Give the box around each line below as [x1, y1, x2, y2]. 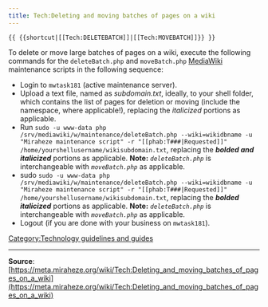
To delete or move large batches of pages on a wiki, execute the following [8, 47, 251, 57]
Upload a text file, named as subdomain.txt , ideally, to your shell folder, [19, 89, 254, 98]
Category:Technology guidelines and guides [8, 233, 154, 243]
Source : [8, 256, 35, 266]
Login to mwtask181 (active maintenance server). [19, 80, 178, 89]
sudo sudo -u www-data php [19, 170, 110, 179]
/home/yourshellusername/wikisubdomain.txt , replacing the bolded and [19, 144, 254, 154]
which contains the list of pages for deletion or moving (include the [19, 96, 241, 106]
